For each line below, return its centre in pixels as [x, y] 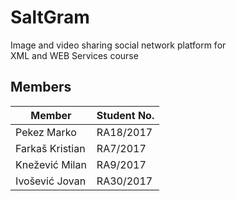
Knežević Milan [51, 164]
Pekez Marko [46, 132]
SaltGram [50, 17]
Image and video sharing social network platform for [118, 45]
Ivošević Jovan [51, 181]
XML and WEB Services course [74, 55]
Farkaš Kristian [50, 148]
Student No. [125, 115]
